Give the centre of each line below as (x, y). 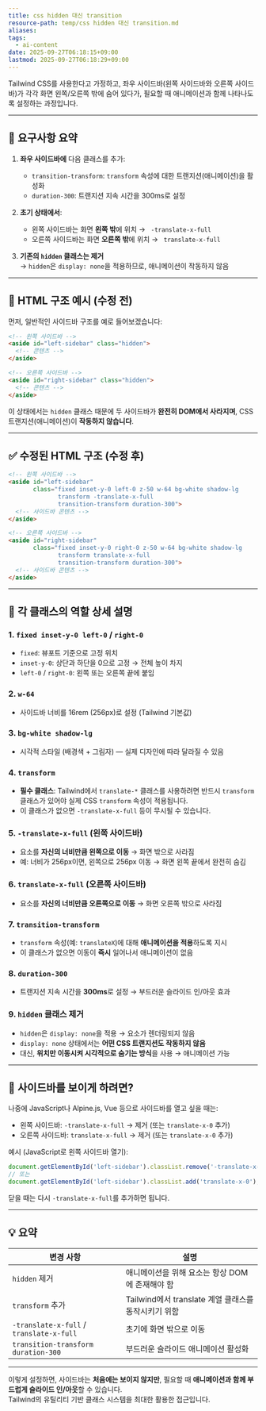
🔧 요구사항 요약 (43, 138)
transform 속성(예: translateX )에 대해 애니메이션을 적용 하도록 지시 (123, 943)
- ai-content (37, 45)
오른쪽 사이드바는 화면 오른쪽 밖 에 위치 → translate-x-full (126, 239)
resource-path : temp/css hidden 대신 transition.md (94, 23)
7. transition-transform (54, 924)
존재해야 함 (154, 1284)
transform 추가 (39, 1305)
